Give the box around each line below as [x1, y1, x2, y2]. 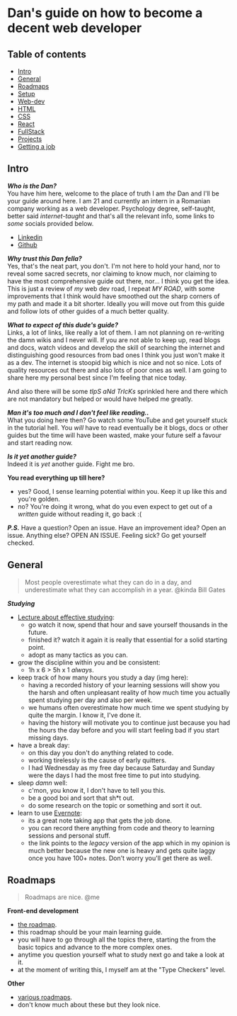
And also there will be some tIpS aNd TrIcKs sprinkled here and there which [7, 387, 229, 395]
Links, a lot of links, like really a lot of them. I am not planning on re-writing [7, 328, 225, 337]
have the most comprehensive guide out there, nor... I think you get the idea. [7, 276, 230, 285]
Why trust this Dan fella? [7, 254, 83, 263]
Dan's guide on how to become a [7, 5, 203, 21]
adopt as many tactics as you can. [28, 650, 129, 659]
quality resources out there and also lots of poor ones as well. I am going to [7, 366, 227, 374]
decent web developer [7, 20, 142, 36]
